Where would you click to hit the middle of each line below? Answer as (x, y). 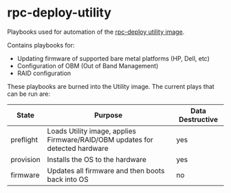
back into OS (68, 179)
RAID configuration (44, 73)
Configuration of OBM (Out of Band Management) (88, 65)
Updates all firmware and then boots (106, 170)
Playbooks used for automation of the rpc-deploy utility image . (96, 32)
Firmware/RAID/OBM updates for (100, 139)
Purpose (108, 115)
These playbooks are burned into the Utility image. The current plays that (111, 86)
